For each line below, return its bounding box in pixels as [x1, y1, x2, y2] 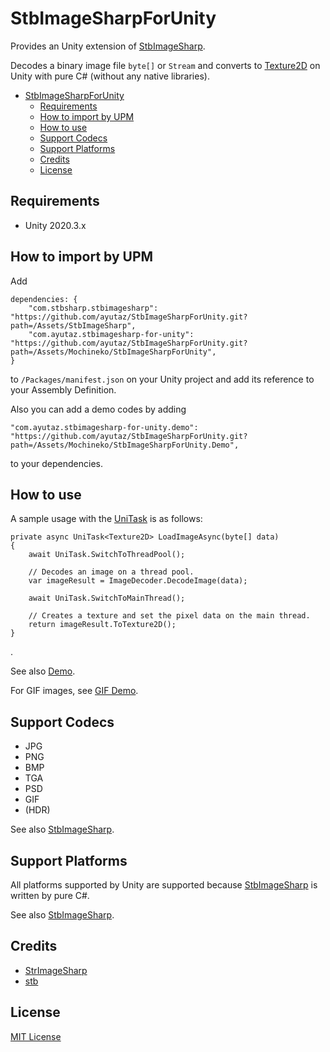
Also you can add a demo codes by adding [10, 403, 187, 415]
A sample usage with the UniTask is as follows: [10, 513, 203, 525]
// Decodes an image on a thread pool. [28, 567, 195, 577]
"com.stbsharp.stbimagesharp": [28, 303, 159, 313]
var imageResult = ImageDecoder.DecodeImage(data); [28, 576, 248, 586]
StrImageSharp [24, 964, 88, 976]
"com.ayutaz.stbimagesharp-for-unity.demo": [10, 422, 199, 432]
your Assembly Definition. [10, 383, 117, 396]
